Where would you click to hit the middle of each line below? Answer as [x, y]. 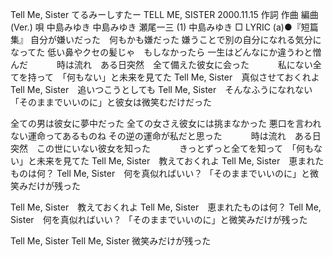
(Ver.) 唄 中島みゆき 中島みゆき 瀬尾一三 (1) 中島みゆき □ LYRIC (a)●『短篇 [164, 27]
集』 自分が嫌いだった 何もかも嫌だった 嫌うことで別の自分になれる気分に [166, 39]
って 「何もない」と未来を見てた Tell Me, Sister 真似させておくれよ [178, 77]
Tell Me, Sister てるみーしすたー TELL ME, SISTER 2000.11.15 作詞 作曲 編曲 [164, 14]
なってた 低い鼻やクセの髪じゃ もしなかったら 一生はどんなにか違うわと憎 [166, 52]
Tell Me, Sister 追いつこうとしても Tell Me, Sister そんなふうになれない [161, 89]
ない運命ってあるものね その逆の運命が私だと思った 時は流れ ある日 [166, 136]
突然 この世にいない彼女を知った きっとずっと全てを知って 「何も [162, 148]
